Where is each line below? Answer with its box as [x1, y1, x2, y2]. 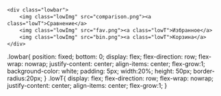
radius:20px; [7, 74, 43, 82]
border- [193, 67, 216, 75]
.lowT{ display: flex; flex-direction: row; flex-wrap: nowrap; [48, 74, 214, 82]
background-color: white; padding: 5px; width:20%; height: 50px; [7, 67, 192, 75]
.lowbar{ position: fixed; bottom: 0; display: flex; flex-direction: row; [7, 52, 197, 61]
